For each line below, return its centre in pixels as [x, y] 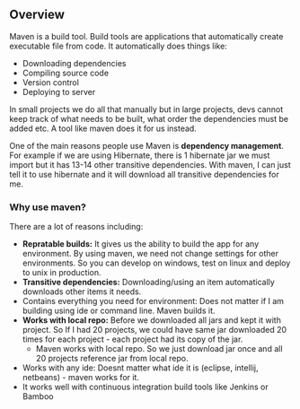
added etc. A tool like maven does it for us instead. [103, 128]
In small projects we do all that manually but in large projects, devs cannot [146, 109]
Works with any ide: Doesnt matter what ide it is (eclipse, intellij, [140, 368]
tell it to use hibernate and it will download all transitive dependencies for [145, 174]
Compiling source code [66, 73]
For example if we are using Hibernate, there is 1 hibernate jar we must [140, 155]
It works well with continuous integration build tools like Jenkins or [145, 387]
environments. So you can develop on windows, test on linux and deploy [156, 263]
